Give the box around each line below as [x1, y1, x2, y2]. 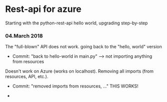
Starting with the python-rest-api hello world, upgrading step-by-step [5, 20, 148, 26]
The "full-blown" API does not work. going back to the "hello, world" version [5, 44, 162, 50]
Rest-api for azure [5, 3, 82, 15]
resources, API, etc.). [5, 74, 48, 80]
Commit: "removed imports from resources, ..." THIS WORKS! [12, 83, 139, 89]
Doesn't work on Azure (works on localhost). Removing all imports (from [5, 68, 154, 74]
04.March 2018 [5, 32, 43, 39]
